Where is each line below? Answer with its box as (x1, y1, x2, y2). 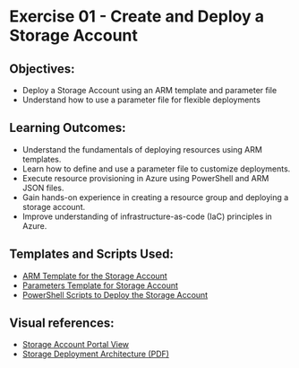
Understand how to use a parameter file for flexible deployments (21, 94, 261, 105)
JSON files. (21, 182, 64, 193)
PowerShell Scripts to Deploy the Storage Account (21, 289, 209, 300)
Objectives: (9, 61, 75, 76)
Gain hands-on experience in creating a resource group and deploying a (21, 191, 289, 203)
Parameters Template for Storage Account (21, 280, 179, 291)
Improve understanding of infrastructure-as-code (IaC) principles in (21, 211, 273, 222)
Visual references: (9, 316, 115, 331)
